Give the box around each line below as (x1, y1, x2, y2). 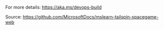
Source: (5, 14, 22, 19)
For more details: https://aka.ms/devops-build (5, 4, 102, 10)
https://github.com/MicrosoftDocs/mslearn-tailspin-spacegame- (22, 14, 159, 19)
